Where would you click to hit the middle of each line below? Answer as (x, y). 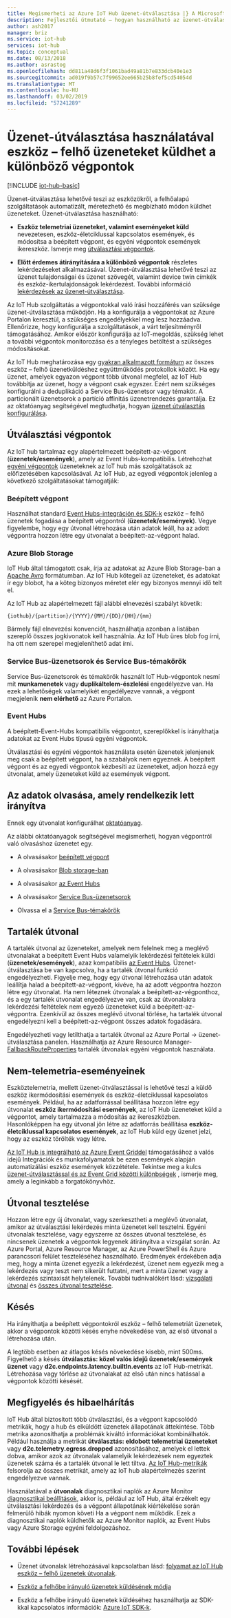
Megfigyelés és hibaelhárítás (71, 1403)
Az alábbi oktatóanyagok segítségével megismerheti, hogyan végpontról (109, 836)
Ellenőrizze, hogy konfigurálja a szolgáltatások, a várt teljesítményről (104, 326)
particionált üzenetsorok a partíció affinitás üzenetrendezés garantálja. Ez (111, 398)
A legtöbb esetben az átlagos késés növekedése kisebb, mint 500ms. (106, 1352)
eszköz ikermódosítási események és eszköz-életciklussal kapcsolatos (108, 1095)
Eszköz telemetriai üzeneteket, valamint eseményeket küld (103, 227)
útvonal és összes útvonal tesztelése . (60, 1285)
